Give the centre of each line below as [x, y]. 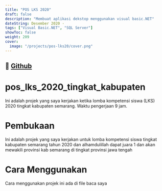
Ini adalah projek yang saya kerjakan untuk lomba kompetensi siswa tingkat [81, 139]
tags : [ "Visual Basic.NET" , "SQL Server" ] [49, 28]
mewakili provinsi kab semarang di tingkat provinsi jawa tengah [69, 150]
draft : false [18, 14]
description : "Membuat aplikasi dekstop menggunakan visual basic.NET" [80, 19]
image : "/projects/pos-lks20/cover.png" [51, 46]
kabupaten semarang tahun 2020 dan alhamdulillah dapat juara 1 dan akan [80, 144]
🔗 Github [19, 66]
